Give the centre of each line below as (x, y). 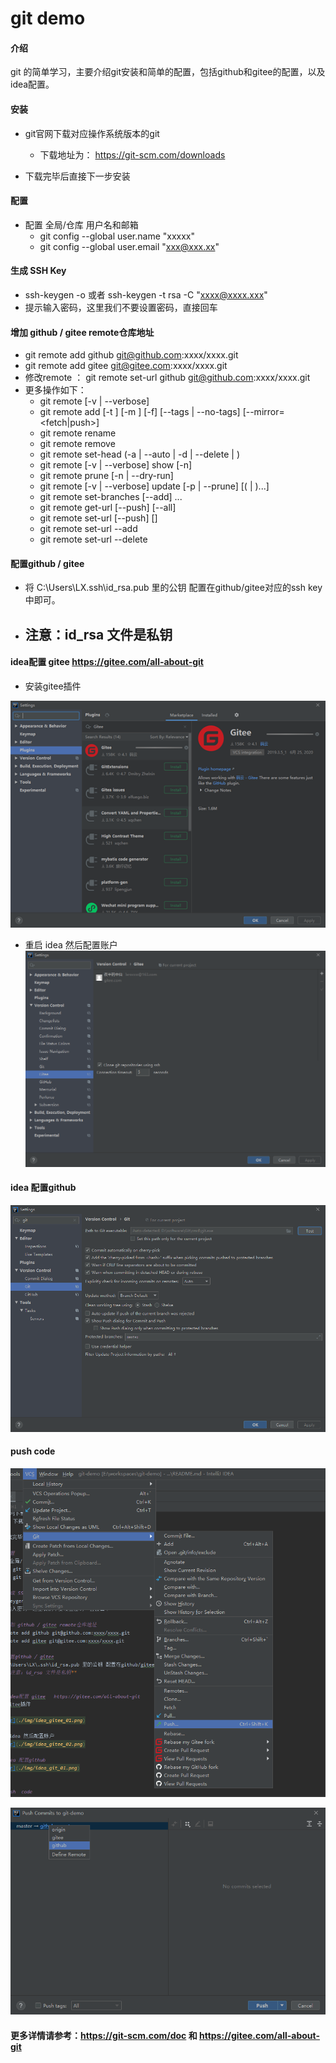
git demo (48, 18)
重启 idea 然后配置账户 (71, 944)
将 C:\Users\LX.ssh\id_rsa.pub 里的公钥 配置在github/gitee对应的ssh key (173, 588)
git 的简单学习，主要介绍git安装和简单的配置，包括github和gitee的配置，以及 (168, 72)
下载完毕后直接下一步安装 (77, 176)
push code (33, 1451)
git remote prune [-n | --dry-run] (106, 476)
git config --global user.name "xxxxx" (117, 236)
